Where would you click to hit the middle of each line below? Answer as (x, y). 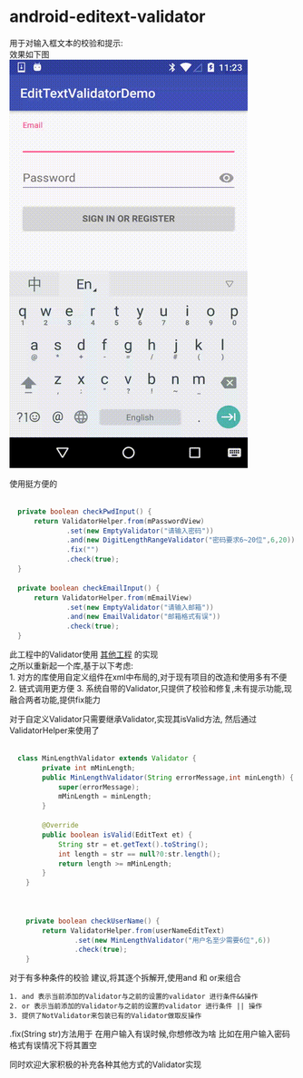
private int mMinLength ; (89, 768)
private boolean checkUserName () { (93, 921)
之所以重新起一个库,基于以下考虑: (72, 666)
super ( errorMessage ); (99, 787)
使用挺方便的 (33, 484)
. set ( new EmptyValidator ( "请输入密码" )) (141, 531)
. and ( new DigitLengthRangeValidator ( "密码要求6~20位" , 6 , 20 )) (181, 540)
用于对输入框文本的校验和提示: (67, 43)
